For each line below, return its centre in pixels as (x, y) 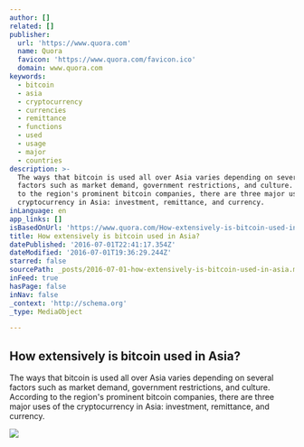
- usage (32, 144)
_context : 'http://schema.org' (68, 303)
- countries (40, 160)
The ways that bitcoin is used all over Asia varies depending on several (142, 378)
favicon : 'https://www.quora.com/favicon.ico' (107, 60)
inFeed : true (34, 278)
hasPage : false (38, 286)
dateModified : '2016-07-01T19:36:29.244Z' (90, 253)
